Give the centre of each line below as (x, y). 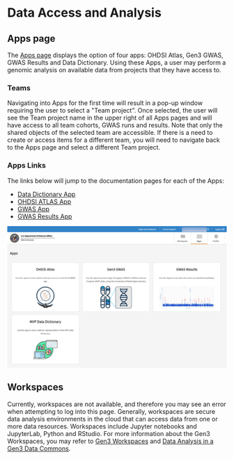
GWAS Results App (45, 216)
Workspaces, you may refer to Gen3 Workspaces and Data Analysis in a (110, 441)
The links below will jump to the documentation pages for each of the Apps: (116, 180)
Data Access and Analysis (84, 13)
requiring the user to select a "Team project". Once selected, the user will (112, 111)
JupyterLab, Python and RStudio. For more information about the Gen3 (109, 433)
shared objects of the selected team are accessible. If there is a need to (110, 133)
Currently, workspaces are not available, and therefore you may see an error (117, 404)
